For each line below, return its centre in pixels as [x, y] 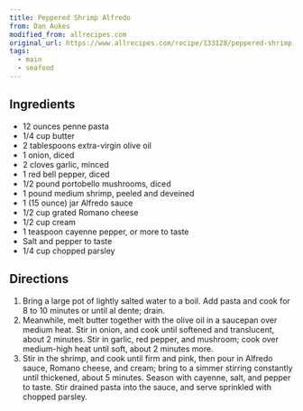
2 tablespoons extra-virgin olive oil [87, 145]
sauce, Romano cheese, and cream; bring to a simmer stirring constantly [157, 368]
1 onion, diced [48, 155]
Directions [39, 279]
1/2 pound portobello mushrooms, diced [96, 183]
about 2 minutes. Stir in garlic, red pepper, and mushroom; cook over [151, 339]
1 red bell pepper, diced [66, 174]
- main [30, 59]
